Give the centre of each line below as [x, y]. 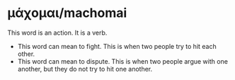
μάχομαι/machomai [67, 13]
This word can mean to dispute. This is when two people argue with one [123, 61]
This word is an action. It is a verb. [57, 33]
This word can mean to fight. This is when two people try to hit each [117, 46]
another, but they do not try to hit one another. [85, 69]
